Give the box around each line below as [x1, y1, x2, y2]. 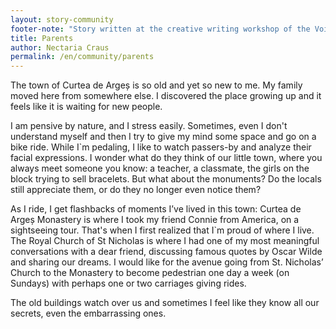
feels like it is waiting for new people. [10, 101, 163, 113]
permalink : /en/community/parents [10, 52, 155, 62]
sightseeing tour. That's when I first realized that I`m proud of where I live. [10, 224, 315, 236]
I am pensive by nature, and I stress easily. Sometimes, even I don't [10, 120, 288, 132]
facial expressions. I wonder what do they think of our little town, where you [10, 152, 323, 164]
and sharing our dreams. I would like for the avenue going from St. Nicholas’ [10, 256, 324, 268]
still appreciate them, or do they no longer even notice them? [10, 184, 262, 196]
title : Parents [10, 33, 74, 43]
